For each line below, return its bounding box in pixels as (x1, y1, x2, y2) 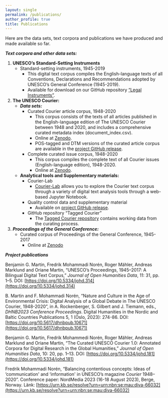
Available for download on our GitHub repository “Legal (27, 87, 142, 93)
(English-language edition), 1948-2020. (35, 162, 116, 168)
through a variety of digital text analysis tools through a (35, 188, 149, 194)
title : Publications (5, 21, 49, 27)
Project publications (5, 252, 49, 258)
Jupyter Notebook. (49, 194, 88, 200)
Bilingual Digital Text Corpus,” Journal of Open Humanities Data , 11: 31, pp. (5, 273, 159, 279)
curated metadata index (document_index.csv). (35, 129, 133, 136)
